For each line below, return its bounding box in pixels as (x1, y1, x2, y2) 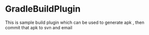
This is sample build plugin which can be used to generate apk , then (5, 19, 145, 25)
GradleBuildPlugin (5, 3, 81, 15)
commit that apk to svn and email (5, 24, 73, 30)
